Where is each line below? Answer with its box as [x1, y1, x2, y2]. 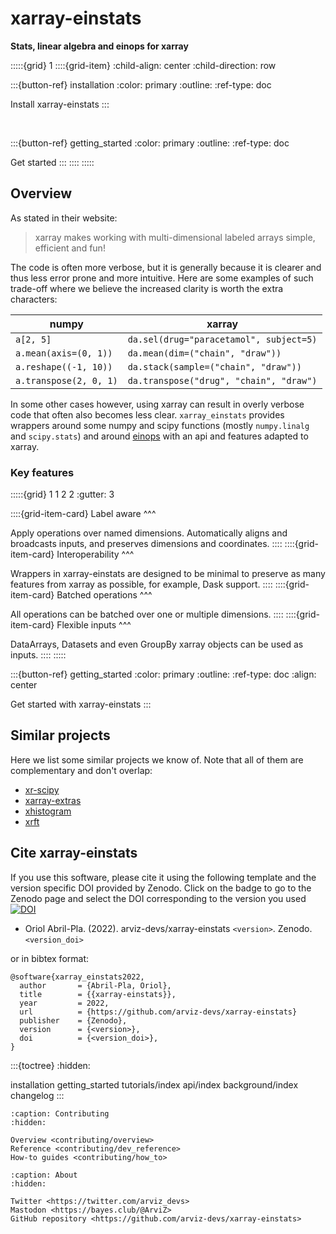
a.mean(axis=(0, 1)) [15, 347, 113, 359]
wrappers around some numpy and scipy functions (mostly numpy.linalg [10, 419, 310, 431]
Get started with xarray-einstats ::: [10, 698, 152, 711]
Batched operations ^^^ [56, 589, 153, 601]
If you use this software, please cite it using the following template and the [10, 871, 317, 883]
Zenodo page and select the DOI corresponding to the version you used [10, 892, 307, 904]
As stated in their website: [10, 212, 118, 224]
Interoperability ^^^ [56, 548, 135, 561]
